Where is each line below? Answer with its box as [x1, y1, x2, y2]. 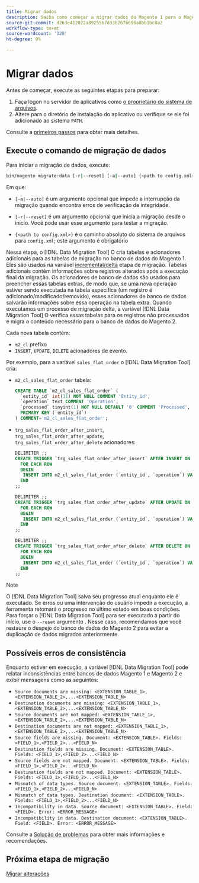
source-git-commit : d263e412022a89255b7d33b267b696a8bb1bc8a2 [6, 20, 163, 25]
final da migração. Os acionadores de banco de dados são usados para [6, 273, 181, 280]
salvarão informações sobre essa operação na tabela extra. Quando [6, 299, 172, 306]
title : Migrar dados [6, 8, 57, 15]
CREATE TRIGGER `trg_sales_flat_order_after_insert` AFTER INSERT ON [14, 455, 191, 461]
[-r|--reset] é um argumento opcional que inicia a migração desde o [14, 213, 185, 220]
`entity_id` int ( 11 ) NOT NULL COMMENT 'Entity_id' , [20, 393, 151, 399]
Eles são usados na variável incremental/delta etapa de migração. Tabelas [6, 261, 188, 268]
